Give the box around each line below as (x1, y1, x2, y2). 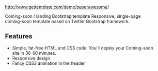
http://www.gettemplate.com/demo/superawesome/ (5, 4, 109, 10)
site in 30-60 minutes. (12, 50, 57, 56)
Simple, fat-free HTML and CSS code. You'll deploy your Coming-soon (12, 45, 154, 51)
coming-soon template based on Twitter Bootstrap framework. (5, 19, 130, 24)
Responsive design (12, 55, 50, 61)
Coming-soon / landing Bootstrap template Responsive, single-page (5, 13, 141, 19)
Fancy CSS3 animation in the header (12, 60, 85, 66)
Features (5, 32, 32, 40)
